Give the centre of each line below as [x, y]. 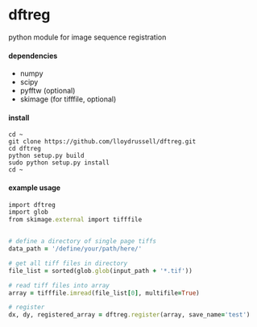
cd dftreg [25, 149]
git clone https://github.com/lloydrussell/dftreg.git [102, 142]
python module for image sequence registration [87, 37]
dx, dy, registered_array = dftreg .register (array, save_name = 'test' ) [129, 315]
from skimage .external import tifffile [75, 220]
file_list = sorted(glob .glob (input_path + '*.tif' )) [101, 271]
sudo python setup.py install [59, 163]
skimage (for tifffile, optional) [68, 99]
